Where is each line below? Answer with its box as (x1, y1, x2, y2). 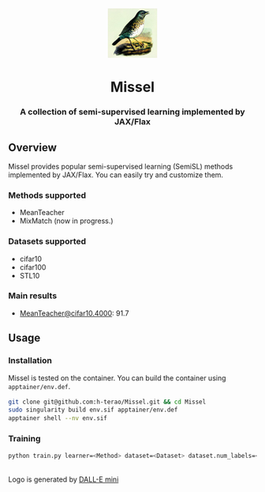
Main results (8, 290, 58, 301)
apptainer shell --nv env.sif (8, 414, 108, 422)
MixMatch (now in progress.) (19, 216, 114, 225)
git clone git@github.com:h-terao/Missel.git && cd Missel (8, 398, 207, 406)
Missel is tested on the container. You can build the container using (8, 373, 226, 383)
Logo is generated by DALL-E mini (8, 475, 119, 484)
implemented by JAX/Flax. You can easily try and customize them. (8, 170, 223, 180)
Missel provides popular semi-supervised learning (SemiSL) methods (8, 161, 233, 171)
